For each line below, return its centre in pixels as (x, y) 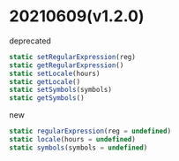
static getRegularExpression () (67, 65)
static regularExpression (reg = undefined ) (90, 131)
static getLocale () (45, 81)
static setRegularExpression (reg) (73, 57)
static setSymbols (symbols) (61, 90)
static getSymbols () (47, 98)
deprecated (30, 41)
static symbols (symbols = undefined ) (78, 148)
